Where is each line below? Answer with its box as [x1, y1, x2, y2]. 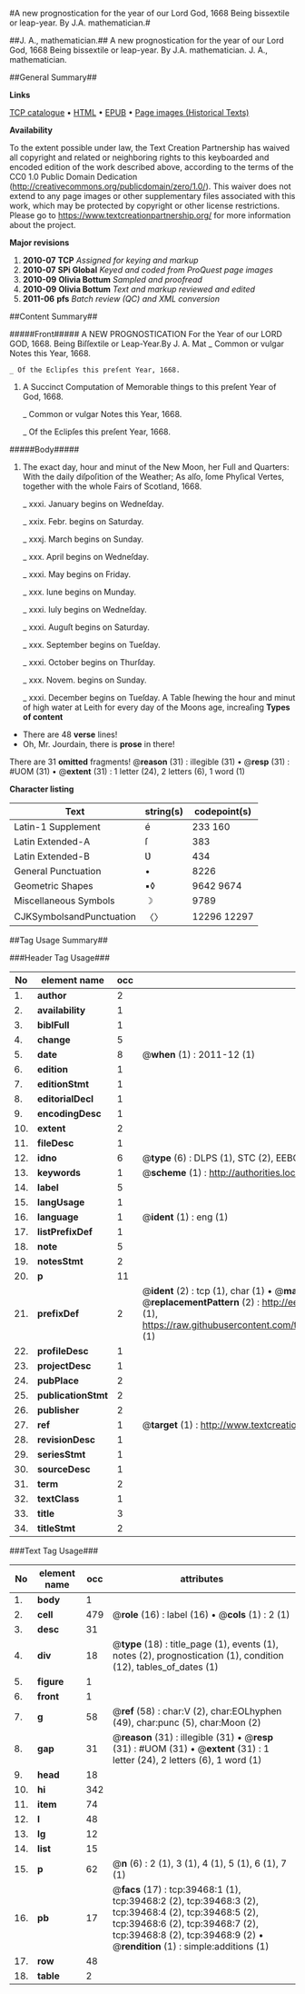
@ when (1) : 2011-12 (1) [142, 1049, 256, 1061]
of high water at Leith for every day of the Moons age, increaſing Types [22, 702, 290, 713]
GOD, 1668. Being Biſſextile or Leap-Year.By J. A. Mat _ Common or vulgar [9, 338, 284, 349]
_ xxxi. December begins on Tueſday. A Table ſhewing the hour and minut [22, 693, 296, 703]
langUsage [37, 1196, 85, 1208]
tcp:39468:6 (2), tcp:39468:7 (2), [112, 1918, 259, 1929]
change [37, 1033, 71, 1046]
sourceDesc [37, 1463, 91, 1475]
